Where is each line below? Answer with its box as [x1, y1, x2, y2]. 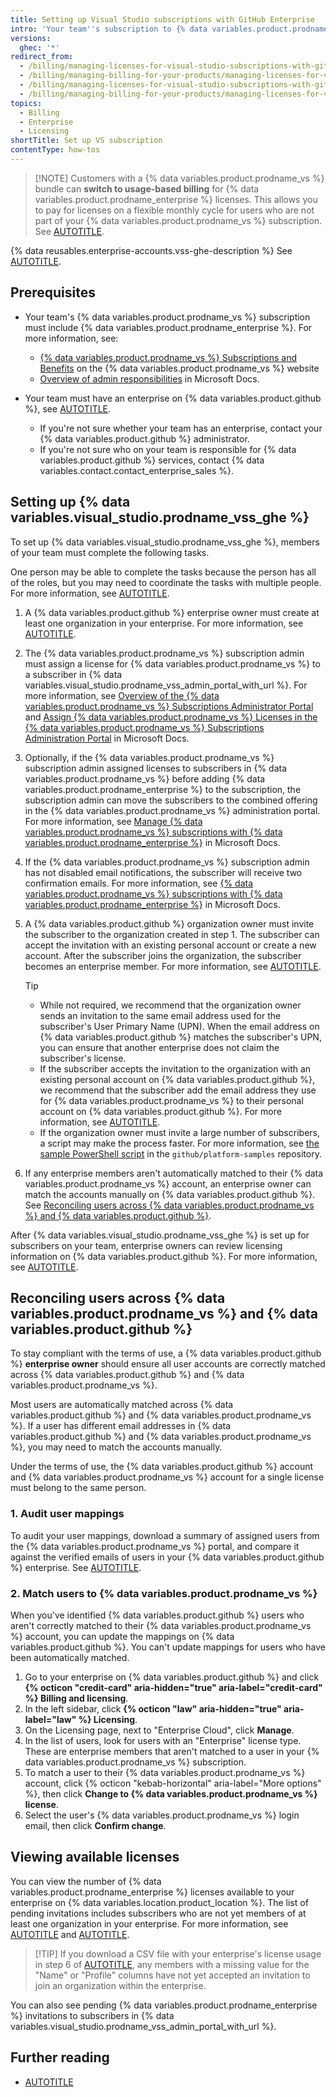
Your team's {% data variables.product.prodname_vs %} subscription [24, 311, 311, 323]
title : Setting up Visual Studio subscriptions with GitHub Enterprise [10, 14, 315, 25]
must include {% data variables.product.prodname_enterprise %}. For [24, 321, 313, 333]
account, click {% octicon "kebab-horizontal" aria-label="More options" [24, 1777, 322, 1789]
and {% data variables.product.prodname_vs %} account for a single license [10, 1471, 325, 1483]
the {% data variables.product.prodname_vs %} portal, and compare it [10, 1540, 300, 1552]
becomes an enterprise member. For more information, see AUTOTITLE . [24, 960, 322, 972]
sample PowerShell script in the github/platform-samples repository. [39, 1147, 322, 1160]
